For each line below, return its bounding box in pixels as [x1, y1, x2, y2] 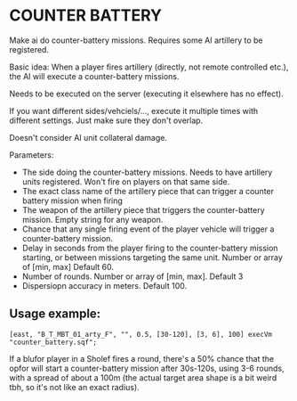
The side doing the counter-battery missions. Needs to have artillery [21, 167, 273, 177]
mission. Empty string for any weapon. [21, 214, 164, 225]
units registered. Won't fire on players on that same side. [21, 176, 230, 187]
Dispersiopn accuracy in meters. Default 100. [21, 280, 188, 291]
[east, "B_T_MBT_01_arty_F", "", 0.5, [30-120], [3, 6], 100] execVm [9, 330, 273, 339]
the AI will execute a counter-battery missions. [9, 70, 180, 81]
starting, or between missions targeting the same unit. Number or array [21, 251, 283, 263]
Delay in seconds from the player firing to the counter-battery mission [21, 242, 278, 253]
